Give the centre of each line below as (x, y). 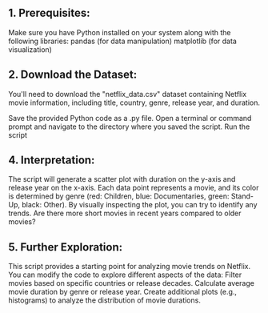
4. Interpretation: (52, 161)
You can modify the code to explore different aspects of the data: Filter (125, 275)
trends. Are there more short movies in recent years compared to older (125, 213)
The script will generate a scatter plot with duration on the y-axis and (122, 179)
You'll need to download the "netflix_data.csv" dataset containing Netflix (128, 94)
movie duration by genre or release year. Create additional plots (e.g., (123, 292)
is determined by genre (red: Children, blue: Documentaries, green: (119, 196)
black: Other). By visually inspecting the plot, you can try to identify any (139, 205)
